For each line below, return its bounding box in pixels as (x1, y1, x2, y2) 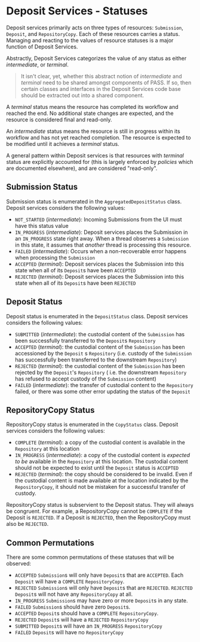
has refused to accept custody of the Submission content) (14, 375, 157, 382)
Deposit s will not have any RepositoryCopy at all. (14, 591, 133, 598)
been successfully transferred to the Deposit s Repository (14, 337, 156, 344)
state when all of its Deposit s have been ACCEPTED (14, 266, 136, 273)
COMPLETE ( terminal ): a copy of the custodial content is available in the (14, 439, 185, 446)
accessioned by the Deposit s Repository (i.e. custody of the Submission (14, 349, 192, 357)
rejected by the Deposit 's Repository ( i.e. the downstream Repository (14, 369, 187, 376)
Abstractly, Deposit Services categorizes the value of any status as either (6, 54, 187, 62)
